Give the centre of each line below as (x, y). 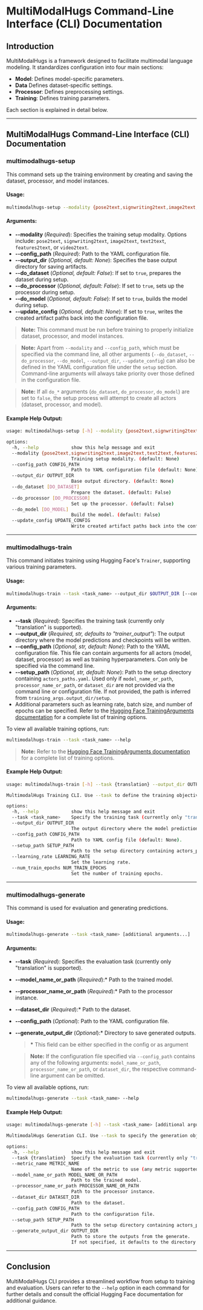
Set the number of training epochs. (117, 873)
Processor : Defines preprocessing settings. (69, 92)
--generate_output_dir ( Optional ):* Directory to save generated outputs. (105, 1033)
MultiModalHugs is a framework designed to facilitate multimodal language (100, 61)
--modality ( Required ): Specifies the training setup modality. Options (101, 234)
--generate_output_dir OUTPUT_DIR (55, 1231)
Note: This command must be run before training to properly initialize (107, 329)
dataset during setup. (42, 279)
